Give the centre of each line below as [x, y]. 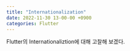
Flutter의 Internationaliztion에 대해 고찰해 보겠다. [66, 42]
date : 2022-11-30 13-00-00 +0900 [49, 18]
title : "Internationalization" [46, 12]
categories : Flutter [33, 23]
